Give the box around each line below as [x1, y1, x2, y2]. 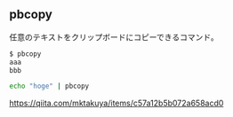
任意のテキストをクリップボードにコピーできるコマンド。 [9, 31, 220, 43]
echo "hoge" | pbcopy [9, 82, 90, 91]
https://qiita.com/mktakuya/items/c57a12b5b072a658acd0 [9, 97, 224, 109]
